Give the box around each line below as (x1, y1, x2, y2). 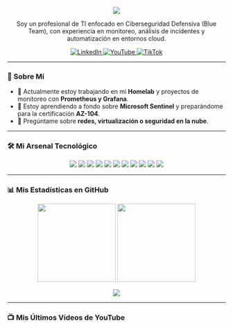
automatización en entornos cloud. (67, 35, 166, 42)
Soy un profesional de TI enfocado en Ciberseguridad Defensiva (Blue (16, 19, 217, 28)
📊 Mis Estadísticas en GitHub (7, 185, 109, 195)
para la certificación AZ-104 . (17, 110, 101, 118)
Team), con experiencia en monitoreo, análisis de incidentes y (28, 27, 205, 35)
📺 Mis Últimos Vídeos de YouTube (7, 313, 126, 322)
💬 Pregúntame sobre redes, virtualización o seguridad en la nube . (17, 117, 209, 125)
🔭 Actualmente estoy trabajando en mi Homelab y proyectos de (17, 88, 199, 96)
